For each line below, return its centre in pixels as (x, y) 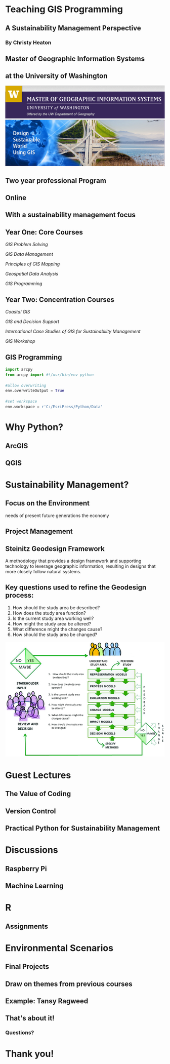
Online (16, 198)
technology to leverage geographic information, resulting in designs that (80, 566)
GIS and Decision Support (32, 322)
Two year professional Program (56, 181)
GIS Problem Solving (27, 245)
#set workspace (21, 402)
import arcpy (19, 369)
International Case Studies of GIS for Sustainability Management (73, 331)
